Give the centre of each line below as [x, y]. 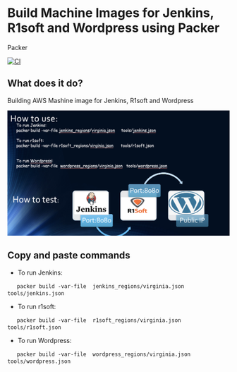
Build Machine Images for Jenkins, [111, 13]
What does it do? [45, 84]
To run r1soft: [37, 306]
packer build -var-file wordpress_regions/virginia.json [104, 354]
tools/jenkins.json [36, 293]
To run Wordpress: [44, 340]
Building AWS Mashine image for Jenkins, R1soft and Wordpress [101, 100]
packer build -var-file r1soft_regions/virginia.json [99, 320]
